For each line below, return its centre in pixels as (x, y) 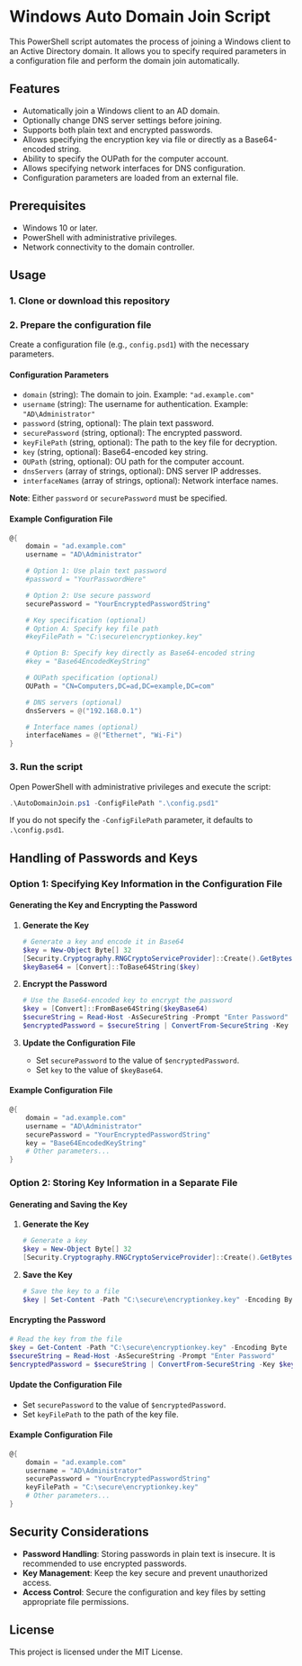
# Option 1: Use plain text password (96, 571)
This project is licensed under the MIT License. (96, 1652)
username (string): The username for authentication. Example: (135, 404)
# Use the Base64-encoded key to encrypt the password (127, 1001)
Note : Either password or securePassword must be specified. (118, 498)
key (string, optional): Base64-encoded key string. (115, 452)
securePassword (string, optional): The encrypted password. (132, 433)
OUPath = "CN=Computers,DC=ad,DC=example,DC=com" (120, 686)
